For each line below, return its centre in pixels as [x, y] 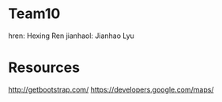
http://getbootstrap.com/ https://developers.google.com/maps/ [111, 89]
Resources [44, 68]
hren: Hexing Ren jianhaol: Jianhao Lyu [71, 36]
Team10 [34, 14]
